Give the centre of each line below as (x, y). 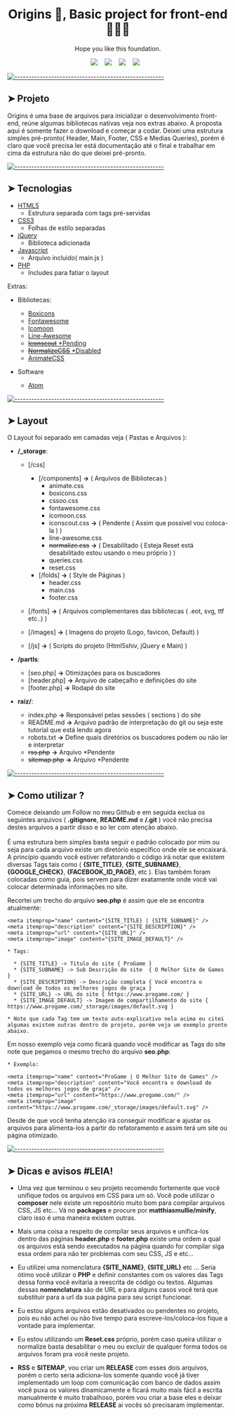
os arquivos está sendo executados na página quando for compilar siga (121, 1246)
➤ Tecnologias (40, 189)
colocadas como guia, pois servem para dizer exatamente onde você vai (112, 879)
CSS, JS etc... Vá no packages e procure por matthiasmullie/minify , (117, 1210)
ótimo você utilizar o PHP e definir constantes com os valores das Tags (120, 1275)
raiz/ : (25, 701)
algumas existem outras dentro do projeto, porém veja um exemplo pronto (117, 1025)
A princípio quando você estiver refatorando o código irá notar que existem (116, 857)
